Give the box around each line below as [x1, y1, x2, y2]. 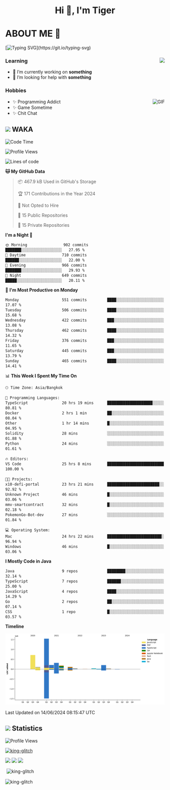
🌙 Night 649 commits [5, 273, 87, 278]
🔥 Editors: [5, 456, 29, 461]
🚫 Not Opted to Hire [17, 202, 59, 208]
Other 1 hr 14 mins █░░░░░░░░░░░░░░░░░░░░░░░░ [5, 421, 164, 426]
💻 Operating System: [5, 528, 51, 533]
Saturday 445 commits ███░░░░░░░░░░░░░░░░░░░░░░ [5, 348, 164, 353]
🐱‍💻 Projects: [5, 477, 33, 482]
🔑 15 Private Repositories [17, 222, 70, 228]
